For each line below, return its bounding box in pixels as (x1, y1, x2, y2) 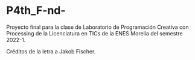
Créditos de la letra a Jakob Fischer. (6, 47, 96, 55)
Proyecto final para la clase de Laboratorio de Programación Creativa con (6, 23, 189, 31)
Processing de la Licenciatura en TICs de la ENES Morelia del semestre (6, 29, 183, 37)
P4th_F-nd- (6, 4, 66, 17)
